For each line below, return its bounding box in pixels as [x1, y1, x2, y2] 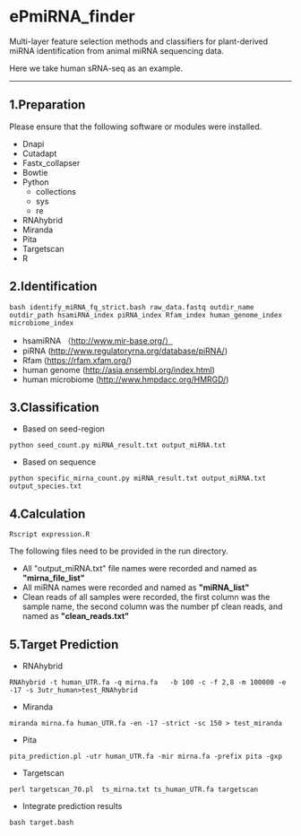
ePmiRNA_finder [9, 6, 136, 27]
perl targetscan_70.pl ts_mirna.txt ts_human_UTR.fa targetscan [9, 785, 258, 794]
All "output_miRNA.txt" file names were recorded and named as [21, 563, 257, 574]
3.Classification [9, 399, 100, 414]
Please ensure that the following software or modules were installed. [9, 121, 262, 132]
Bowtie [21, 167, 48, 178]
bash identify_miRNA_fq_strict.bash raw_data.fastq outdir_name [9, 302, 254, 311]
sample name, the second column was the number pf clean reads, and [21, 601, 283, 612]
